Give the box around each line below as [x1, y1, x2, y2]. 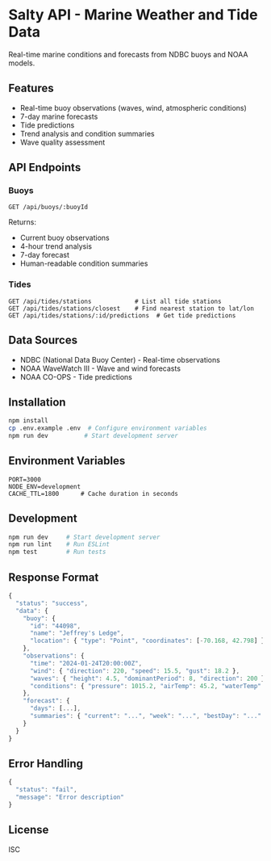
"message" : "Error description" [15, 793, 125, 801]
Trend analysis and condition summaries [19, 128, 155, 138]
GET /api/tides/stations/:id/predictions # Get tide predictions [8, 311, 236, 320]
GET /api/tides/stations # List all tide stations [8, 297, 222, 305]
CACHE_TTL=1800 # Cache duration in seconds [8, 489, 179, 498]
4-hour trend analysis [19, 241, 93, 251]
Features [8, 82, 54, 95]
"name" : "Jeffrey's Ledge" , [29, 629, 125, 637]
